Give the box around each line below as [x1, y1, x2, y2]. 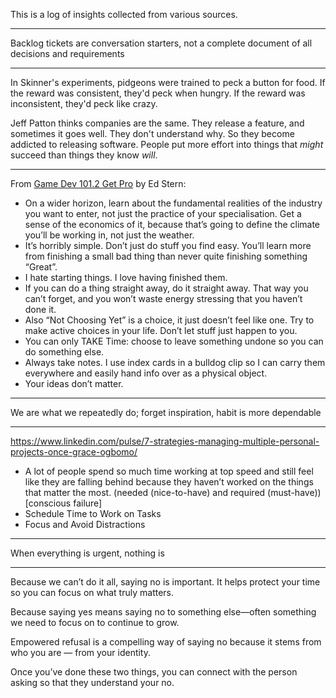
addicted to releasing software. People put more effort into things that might [10, 139, 324, 150]
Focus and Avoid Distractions [24, 519, 146, 530]
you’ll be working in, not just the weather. [24, 229, 195, 241]
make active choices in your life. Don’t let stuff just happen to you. [24, 325, 298, 336]
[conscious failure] [24, 497, 103, 509]
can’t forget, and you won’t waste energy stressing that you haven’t [24, 293, 303, 304]
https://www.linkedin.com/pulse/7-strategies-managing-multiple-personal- [10, 435, 320, 447]
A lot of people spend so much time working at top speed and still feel [24, 465, 314, 477]
